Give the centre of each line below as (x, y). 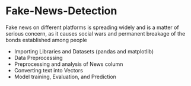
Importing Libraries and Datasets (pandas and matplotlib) (84, 51)
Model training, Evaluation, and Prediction (65, 77)
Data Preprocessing (38, 58)
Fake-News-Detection (61, 11)
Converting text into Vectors (49, 70)
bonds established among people (46, 40)
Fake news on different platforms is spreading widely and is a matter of (92, 27)
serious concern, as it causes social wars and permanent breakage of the (95, 33)
